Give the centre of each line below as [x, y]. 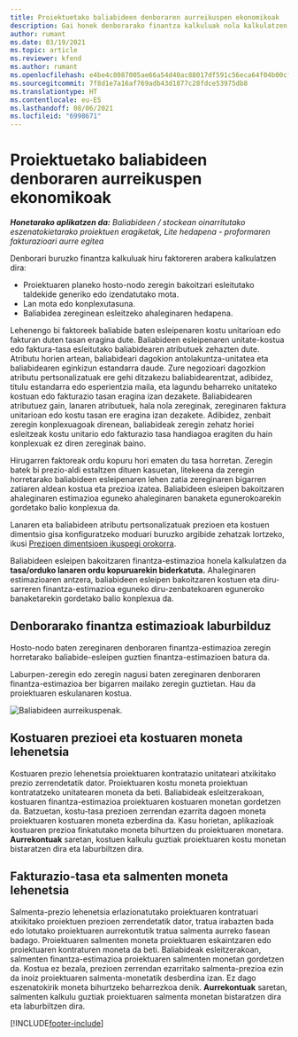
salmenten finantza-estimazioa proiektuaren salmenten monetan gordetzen [147, 959]
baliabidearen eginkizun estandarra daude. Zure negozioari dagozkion [138, 368]
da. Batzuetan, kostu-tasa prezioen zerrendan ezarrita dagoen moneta [138, 811]
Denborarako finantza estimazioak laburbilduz [141, 626]
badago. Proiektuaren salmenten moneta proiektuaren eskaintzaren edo [141, 940]
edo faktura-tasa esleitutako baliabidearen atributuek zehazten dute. [135, 349]
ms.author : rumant [44, 67]
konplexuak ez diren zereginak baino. [78, 443]
